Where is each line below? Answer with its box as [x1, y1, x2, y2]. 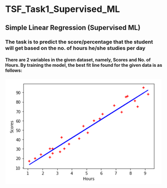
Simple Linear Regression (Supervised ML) [5, 23, 141, 32]
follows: [5, 67, 22, 73]
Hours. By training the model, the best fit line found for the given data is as [5, 62, 163, 68]
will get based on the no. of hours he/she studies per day [5, 44, 146, 51]
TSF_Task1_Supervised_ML [5, 3, 120, 15]
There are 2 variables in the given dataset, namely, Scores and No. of [5, 57, 151, 63]
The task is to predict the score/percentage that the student [5, 38, 153, 45]
